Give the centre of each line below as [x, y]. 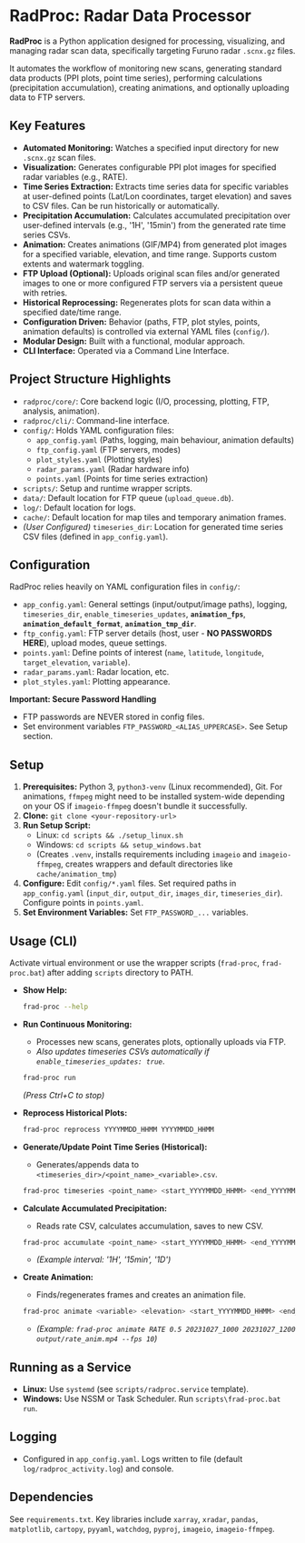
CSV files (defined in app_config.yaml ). [95, 536]
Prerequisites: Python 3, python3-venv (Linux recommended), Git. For [152, 787]
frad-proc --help [55, 1007]
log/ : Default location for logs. [79, 507]
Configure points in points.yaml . [83, 903]
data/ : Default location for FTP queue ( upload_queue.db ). [128, 497]
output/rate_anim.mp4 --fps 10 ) [97, 1338]
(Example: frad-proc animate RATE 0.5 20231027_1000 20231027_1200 [166, 1329]
